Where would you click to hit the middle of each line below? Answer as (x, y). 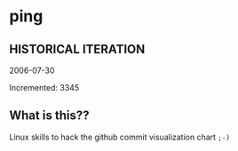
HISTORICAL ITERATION (77, 49)
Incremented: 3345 (44, 87)
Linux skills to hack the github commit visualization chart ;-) (120, 137)
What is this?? (49, 116)
